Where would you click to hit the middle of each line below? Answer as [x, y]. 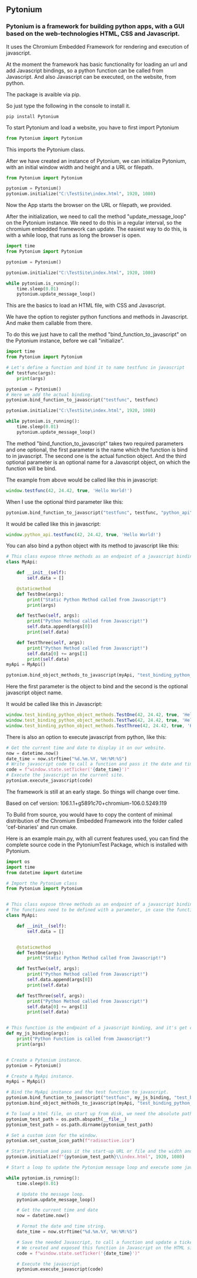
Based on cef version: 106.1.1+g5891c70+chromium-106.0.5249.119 [86, 803]
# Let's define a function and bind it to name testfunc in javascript [95, 368]
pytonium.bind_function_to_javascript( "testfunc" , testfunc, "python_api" [99, 513]
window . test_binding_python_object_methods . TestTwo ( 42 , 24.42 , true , [93, 720]
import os [18, 862]
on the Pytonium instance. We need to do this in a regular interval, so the [94, 223]
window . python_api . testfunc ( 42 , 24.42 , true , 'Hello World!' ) [84, 534]
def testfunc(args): [31, 373]
